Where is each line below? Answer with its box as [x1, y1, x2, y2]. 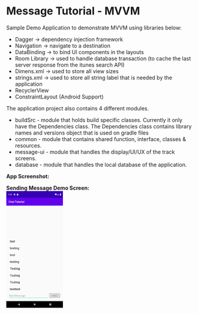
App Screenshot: [6, 172, 50, 180]
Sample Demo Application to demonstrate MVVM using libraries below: [6, 24, 182, 31]
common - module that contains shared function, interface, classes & [14, 135, 186, 142]
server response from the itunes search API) [14, 61, 125, 68]
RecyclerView [14, 86, 49, 94]
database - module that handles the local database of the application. [14, 161, 187, 168]
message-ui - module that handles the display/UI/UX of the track [14, 148, 175, 155]
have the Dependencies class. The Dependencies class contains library [14, 122, 192, 130]
